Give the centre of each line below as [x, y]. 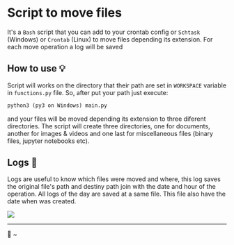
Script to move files [64, 13]
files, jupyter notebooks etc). [48, 141]
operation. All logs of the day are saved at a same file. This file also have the [117, 194]
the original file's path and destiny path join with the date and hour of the [111, 187]
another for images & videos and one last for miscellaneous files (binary [110, 133]
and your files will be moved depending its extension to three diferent [107, 119]
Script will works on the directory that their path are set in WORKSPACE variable [117, 85]
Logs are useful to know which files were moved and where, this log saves [114, 179]
